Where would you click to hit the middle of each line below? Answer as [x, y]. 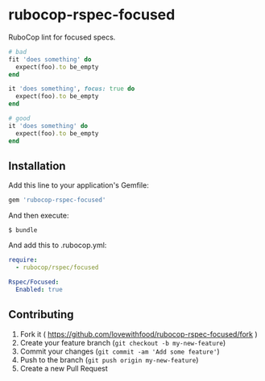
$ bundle [23, 230]
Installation [37, 166]
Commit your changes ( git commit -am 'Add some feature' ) [120, 351]
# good [19, 118]
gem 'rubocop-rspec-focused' [57, 200]
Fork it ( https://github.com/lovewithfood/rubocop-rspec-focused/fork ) [139, 334]
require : [23, 260]
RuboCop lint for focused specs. [62, 37]
